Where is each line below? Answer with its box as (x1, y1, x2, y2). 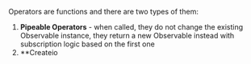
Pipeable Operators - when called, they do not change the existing (19, 22, 244, 31)
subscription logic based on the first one (19, 39, 155, 49)
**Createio (19, 48, 58, 57)
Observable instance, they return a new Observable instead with (19, 31, 235, 40)
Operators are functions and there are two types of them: (8, 7, 199, 16)
